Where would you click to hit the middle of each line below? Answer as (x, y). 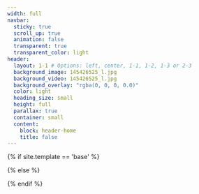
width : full (24, 14)
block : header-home (48, 130)
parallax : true (36, 111)
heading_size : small (43, 98)
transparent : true (40, 46)
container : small (39, 117)
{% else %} (24, 170)
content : (26, 124)
